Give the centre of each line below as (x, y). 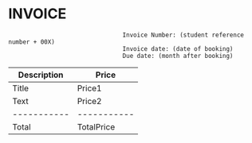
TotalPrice (96, 126)
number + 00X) (32, 42)
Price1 (89, 88)
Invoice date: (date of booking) (178, 48)
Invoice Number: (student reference (183, 35)
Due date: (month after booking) (178, 56)
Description (41, 75)
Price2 (89, 101)
